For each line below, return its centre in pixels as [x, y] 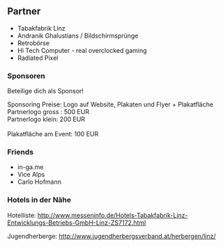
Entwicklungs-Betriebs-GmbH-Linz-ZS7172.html [77, 223]
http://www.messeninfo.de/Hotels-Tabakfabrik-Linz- [113, 215]
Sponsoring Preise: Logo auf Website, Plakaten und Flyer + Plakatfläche [110, 104]
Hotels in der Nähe [39, 200]
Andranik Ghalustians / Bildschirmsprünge [78, 35]
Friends [20, 152]
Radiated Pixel [38, 58]
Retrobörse [33, 43]
